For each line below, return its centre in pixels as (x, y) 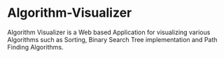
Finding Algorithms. (36, 47)
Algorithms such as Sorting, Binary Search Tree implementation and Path (112, 39)
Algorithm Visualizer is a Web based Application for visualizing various (109, 32)
